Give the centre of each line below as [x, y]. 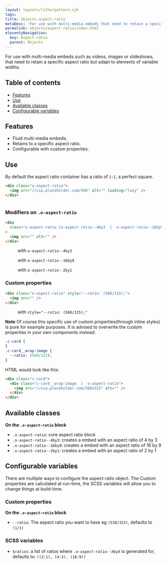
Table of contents [33, 83]
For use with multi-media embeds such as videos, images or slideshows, [80, 56]
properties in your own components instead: [50, 332]
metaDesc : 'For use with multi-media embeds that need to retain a [77, 24]
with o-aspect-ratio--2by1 [45, 270]
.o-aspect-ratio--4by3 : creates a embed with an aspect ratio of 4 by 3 [85, 440]
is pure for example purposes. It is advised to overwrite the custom [74, 327]
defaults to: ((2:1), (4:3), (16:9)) [49, 557]
